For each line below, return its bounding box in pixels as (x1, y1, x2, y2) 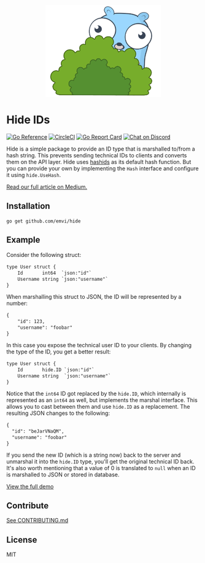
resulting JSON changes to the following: (6, 409, 110, 417)
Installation (6, 201, 50, 211)
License (6, 534, 37, 545)
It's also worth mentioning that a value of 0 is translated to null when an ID (6, 464, 196, 471)
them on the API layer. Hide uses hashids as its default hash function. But (6, 158, 191, 165)
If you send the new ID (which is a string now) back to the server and (6, 451, 181, 459)
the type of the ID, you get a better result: (6, 348, 111, 355)
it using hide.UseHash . (6, 171, 61, 178)
